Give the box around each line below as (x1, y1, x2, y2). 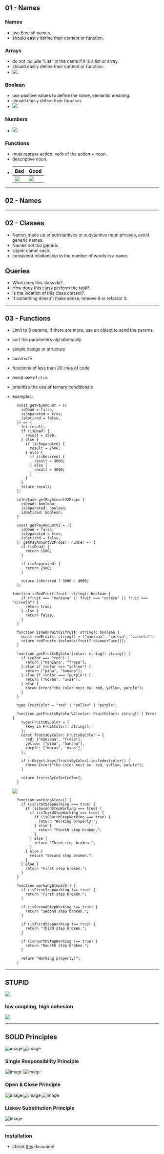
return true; (25, 604, 52, 609)
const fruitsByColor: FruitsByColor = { (21, 733, 104, 738)
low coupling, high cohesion (5, 1003, 73, 1010)
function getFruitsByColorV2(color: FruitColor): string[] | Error (17, 712, 157, 716)
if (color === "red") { (21, 656, 69, 661)
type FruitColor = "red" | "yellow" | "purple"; (17, 703, 118, 708)
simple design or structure (12, 346, 65, 352)
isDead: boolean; (21, 502, 56, 507)
